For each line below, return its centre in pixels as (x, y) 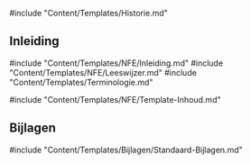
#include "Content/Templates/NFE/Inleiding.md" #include (116, 63)
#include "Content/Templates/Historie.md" (89, 13)
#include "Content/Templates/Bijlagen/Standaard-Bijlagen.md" (126, 150)
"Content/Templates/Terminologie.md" (81, 82)
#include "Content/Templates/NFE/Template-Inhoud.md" (115, 99)
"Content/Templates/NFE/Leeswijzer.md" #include (103, 72)
